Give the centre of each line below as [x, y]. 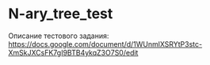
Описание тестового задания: [59, 36]
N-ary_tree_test [61, 14]
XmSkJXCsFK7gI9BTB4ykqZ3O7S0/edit [73, 52]
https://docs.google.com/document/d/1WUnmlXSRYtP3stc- [105, 44]
